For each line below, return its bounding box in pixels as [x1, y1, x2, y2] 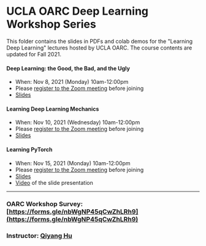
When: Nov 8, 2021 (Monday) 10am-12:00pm [15, 78, 129, 86]
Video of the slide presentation [15, 179, 93, 186]
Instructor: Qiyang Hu [6, 231, 72, 240]
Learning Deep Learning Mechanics [6, 105, 99, 113]
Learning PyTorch [6, 146, 53, 153]
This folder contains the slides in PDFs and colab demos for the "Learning [6, 37, 193, 45]
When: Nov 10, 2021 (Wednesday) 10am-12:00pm [15, 119, 140, 126]
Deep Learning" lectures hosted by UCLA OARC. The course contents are [6, 44, 193, 51]
